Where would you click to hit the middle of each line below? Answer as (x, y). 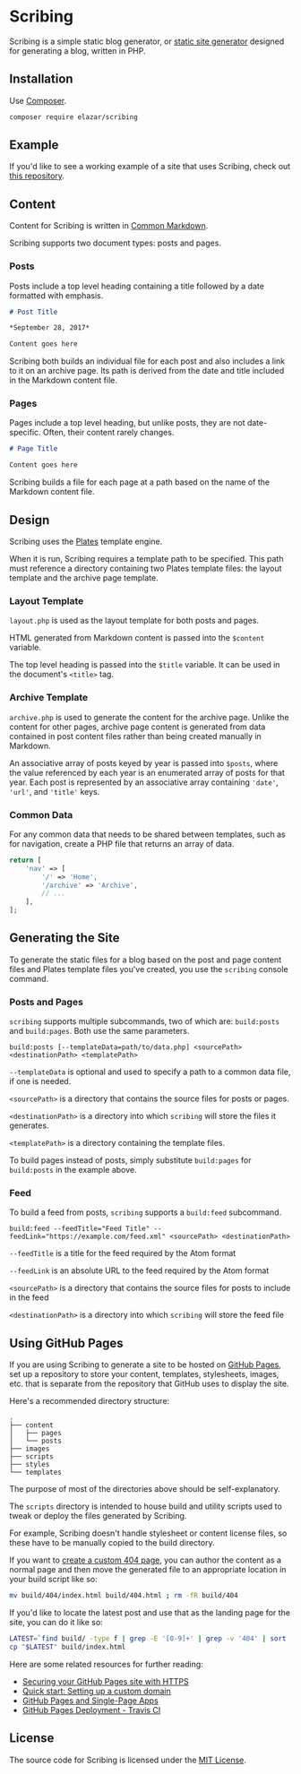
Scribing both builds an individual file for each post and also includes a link (147, 361)
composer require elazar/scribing (74, 117)
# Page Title (34, 449)
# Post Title (34, 312)
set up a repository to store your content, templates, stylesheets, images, (144, 1374)
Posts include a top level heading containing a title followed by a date (137, 286)
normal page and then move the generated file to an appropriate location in (148, 1570)
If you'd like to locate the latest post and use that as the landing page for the (150, 1613)
